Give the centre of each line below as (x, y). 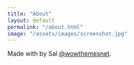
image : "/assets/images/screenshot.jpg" (68, 34)
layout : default (31, 20)
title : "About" (30, 14)
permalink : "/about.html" (45, 27)
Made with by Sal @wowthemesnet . (59, 54)
